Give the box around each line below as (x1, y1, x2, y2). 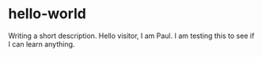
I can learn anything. (8, 39, 75, 48)
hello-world (8, 5, 87, 23)
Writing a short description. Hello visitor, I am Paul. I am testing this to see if (8, 31, 255, 40)
